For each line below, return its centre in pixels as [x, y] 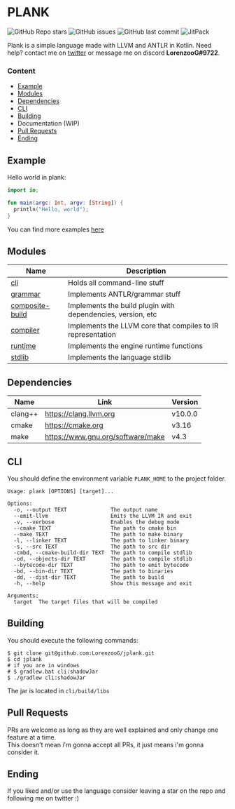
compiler [25, 330]
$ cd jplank [24, 659]
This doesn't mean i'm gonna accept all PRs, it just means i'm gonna [106, 744]
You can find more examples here [56, 229]
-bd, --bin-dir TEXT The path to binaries [93, 571]
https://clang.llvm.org [80, 414]
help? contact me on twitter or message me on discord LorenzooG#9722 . [114, 53]
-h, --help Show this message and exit [103, 583]
